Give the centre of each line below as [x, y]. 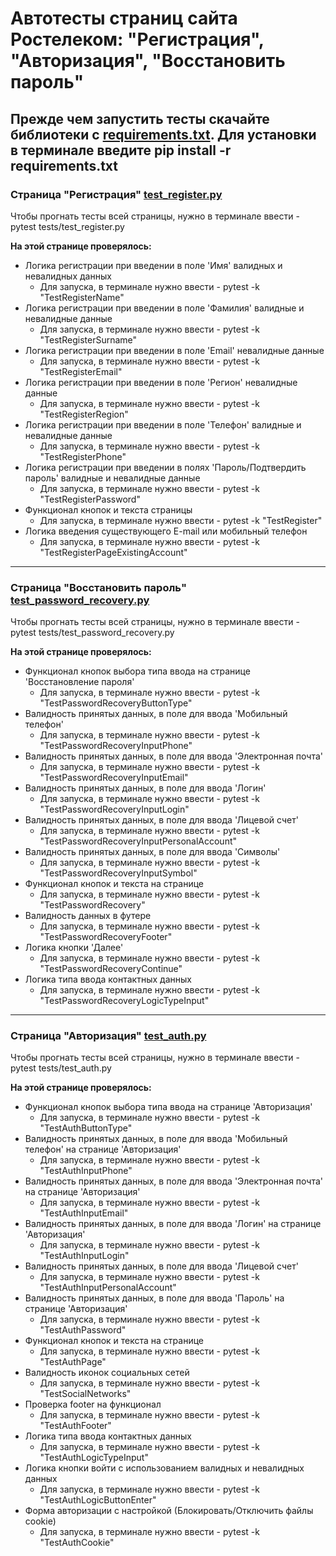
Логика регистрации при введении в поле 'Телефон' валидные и [163, 424]
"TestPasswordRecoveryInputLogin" [114, 809]
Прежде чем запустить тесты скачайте [140, 118]
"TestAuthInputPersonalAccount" [108, 1288]
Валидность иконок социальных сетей [107, 1373]
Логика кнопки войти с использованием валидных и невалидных [164, 1468]
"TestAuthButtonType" [86, 1128]
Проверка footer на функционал [93, 1404]
